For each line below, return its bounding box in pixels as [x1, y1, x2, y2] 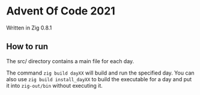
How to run [6, 41, 49, 52]
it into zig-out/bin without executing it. [6, 82, 103, 89]
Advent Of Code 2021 [6, 4, 115, 18]
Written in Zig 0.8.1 [6, 24, 52, 31]
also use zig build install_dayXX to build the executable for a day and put [6, 75, 192, 82]
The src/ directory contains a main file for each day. [6, 57, 135, 64]
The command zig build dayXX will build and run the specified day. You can [6, 69, 195, 76]
